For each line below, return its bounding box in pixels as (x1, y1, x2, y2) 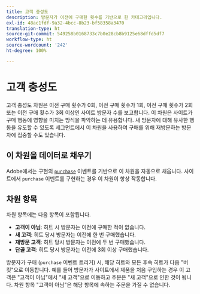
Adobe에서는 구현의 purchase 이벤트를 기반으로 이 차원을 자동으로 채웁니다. (6, 167, 183, 174)
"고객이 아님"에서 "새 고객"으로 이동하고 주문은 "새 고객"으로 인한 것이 (17, 274, 181, 281)
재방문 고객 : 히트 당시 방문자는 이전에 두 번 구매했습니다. (14, 238, 146, 246)
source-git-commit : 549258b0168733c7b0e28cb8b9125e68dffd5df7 (6, 31, 165, 37)
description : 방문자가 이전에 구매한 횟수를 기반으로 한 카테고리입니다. (6, 14, 163, 20)
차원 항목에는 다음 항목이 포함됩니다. (6, 211, 91, 218)
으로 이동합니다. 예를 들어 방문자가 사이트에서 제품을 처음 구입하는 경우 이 (13, 267, 184, 274)
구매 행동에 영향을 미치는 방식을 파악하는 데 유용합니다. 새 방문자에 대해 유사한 (6, 116, 189, 123)
